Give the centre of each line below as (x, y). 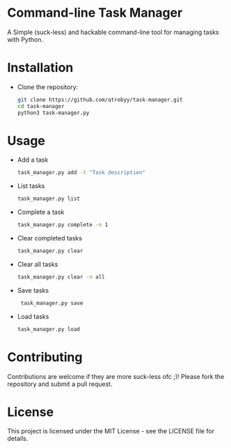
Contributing (45, 357)
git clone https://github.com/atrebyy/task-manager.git (100, 100)
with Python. (25, 39)
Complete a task (41, 212)
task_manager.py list (48, 199)
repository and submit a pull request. (60, 384)
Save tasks (33, 290)
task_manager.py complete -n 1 (63, 225)
